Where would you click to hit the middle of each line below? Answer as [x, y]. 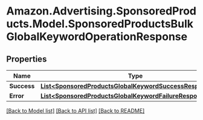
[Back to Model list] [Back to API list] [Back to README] [76, 111]
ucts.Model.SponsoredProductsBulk [100, 24]
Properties [27, 59]
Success [22, 86]
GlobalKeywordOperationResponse [97, 37]
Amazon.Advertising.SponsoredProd [101, 11]
